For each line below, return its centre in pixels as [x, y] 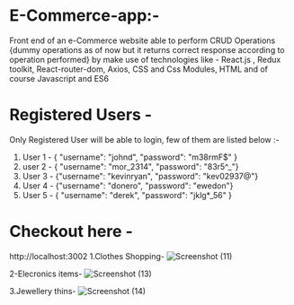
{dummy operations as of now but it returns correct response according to [147, 49]
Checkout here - [71, 232]
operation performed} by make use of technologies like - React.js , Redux [145, 59]
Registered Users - [81, 115]
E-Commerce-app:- [85, 16]
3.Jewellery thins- [43, 291]
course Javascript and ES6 [59, 78]
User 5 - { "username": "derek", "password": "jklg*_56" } [127, 195]
